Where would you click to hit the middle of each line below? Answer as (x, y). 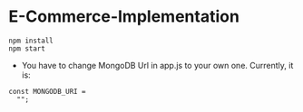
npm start (27, 48)
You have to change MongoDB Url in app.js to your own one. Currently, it (157, 65)
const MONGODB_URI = (48, 91)
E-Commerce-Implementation (124, 17)
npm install (31, 41)
